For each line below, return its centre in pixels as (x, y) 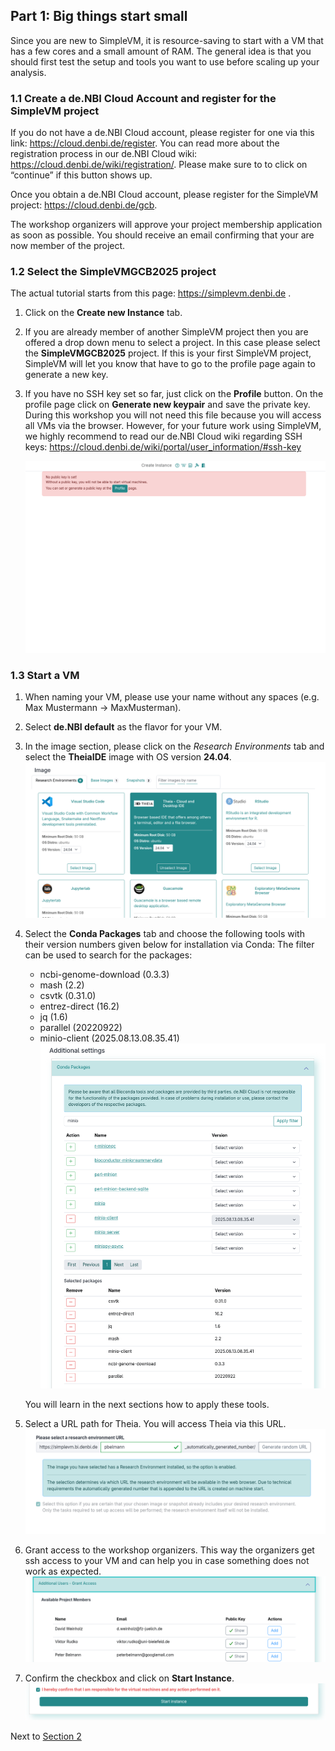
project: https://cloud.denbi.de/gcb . (84, 205)
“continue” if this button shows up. (81, 175)
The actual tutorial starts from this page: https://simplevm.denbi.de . (151, 293)
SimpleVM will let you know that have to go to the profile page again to (170, 364)
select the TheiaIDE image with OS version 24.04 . (128, 756)
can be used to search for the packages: (108, 955)
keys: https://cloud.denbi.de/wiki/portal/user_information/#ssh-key (163, 447)
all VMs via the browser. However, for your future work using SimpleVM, (173, 426)
